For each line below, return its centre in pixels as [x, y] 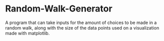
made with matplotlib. [28, 33]
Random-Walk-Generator [59, 9]
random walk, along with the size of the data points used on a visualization [82, 27]
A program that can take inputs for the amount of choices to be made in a [81, 22]
